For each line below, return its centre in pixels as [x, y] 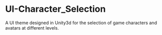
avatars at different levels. [32, 28]
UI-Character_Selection [56, 9]
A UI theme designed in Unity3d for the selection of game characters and [81, 23]
